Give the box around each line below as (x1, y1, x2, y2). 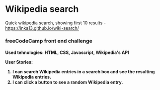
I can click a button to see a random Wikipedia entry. (12, 79, 123, 85)
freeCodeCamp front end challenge (5, 37, 93, 44)
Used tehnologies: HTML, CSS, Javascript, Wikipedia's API (5, 49, 129, 55)
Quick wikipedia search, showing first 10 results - (5, 20, 106, 26)
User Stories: (5, 59, 33, 65)
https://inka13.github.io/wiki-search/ (5, 25, 80, 31)
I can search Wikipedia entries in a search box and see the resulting (12, 69, 155, 75)
